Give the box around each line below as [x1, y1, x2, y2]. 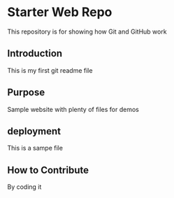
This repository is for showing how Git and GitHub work [7, 27, 167, 36]
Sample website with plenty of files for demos [7, 105, 140, 113]
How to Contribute [7, 164, 89, 176]
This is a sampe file [7, 144, 63, 153]
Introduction [7, 48, 63, 59]
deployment [7, 125, 61, 137]
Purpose [7, 87, 45, 99]
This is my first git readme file [7, 66, 93, 74]
